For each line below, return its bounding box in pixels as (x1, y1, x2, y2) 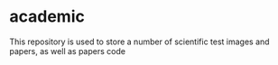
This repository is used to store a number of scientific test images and (9, 36, 270, 47)
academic (9, 6, 86, 27)
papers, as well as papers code (9, 45, 126, 56)
